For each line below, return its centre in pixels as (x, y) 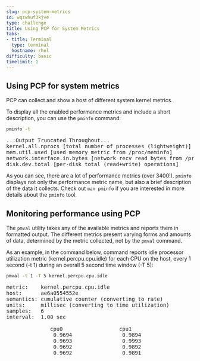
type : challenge (26, 23)
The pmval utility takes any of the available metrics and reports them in (92, 228)
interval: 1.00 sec (36, 317)
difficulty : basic (29, 56)
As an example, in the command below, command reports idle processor (95, 252)
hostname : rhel (30, 51)
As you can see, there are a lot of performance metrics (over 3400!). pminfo (99, 176)
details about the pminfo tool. (42, 195)
